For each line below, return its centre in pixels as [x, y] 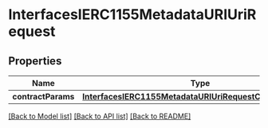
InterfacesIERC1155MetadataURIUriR [132, 15]
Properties [35, 61]
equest [32, 31]
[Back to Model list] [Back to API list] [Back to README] [100, 116]
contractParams [43, 97]
